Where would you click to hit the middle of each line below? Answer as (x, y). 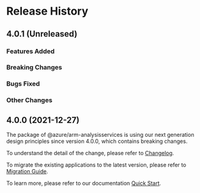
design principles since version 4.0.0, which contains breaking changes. (97, 141)
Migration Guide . (27, 172)
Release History (47, 11)
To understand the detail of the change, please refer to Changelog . (90, 153)
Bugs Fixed (23, 84)
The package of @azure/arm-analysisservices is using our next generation (100, 135)
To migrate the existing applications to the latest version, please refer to (96, 165)
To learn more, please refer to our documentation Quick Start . (84, 183)
